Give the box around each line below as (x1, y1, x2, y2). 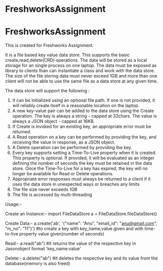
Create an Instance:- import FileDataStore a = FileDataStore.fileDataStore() (5, 211, 157, 217)
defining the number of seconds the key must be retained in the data (12, 160, 152, 166)
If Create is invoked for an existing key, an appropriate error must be (12, 123, 152, 129)
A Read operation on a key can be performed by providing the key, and (12, 134, 157, 140)
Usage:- (5, 201, 22, 207)
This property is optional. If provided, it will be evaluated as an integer (12, 155, 155, 161)
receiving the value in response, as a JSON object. (12, 139, 116, 145)
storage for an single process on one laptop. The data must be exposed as (5, 63, 157, 69)
